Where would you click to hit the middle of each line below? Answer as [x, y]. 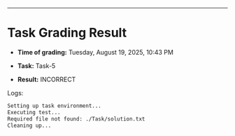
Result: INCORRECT [47, 79]
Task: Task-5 [36, 66]
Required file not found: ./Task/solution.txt [76, 119]
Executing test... [34, 112]
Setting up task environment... [54, 106]
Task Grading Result [67, 33]
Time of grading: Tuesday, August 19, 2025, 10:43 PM [95, 52]
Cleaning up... [29, 125]
